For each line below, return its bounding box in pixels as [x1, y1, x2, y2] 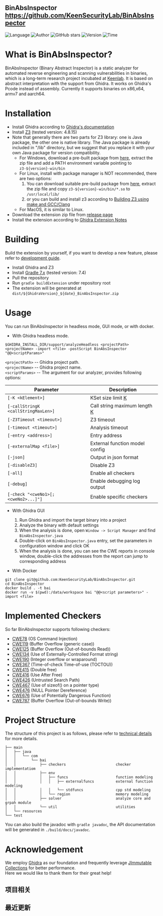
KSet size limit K [90, 394, 127, 401]
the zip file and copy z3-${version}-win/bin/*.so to [26, 186, 130, 191]
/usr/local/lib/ [26, 192, 60, 197]
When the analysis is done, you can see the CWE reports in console [19, 548, 155, 554]
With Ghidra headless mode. [12, 333, 69, 339]
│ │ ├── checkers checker [5, 762, 131, 767]
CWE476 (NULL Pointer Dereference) [12, 687, 87, 693]
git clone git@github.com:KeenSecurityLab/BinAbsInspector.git [5, 577, 136, 582]
